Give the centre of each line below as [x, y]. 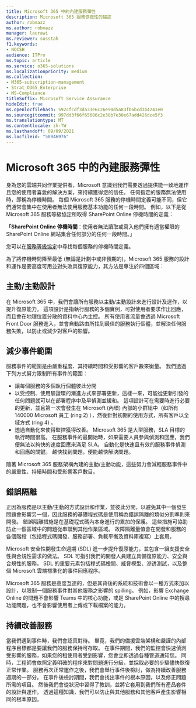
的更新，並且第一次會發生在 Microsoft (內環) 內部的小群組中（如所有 [97, 408]
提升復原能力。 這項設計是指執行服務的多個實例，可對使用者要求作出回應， [96, 309]
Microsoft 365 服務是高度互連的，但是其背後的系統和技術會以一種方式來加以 [98, 583]
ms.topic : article [28, 60]
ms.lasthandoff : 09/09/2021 [40, 131]
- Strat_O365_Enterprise [36, 88]
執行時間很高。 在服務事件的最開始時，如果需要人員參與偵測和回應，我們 [102, 437]
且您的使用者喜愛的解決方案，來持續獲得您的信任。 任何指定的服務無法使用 [96, 192]
